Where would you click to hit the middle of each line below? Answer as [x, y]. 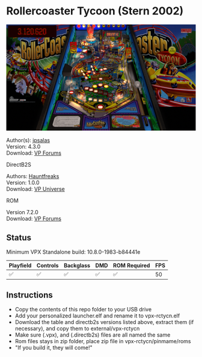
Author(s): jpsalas [28, 140]
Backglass [77, 265]
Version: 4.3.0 [23, 147]
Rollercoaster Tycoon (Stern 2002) [95, 11]
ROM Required [132, 265]
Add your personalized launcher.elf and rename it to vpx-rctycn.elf [97, 316]
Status [19, 237]
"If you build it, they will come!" [54, 348]
